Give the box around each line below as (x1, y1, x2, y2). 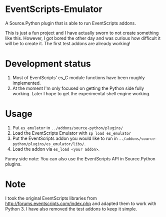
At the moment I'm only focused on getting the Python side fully (12, 85, 144, 91)
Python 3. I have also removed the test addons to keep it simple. (5, 205, 137, 211)
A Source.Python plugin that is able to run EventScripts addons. (5, 20, 136, 26)
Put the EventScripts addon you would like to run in (12, 135, 118, 141)
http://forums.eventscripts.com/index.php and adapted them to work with (5, 200, 156, 206)
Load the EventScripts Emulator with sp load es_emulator (12, 130, 131, 136)
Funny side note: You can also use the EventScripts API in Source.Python (5, 155, 156, 161)
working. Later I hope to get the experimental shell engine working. (12, 90, 151, 96)
